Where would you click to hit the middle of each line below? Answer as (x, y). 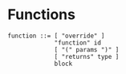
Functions (41, 15)
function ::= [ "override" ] (56, 36)
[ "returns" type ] (87, 56)
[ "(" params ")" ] (87, 49)
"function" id (78, 43)
